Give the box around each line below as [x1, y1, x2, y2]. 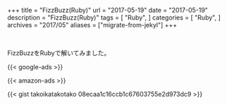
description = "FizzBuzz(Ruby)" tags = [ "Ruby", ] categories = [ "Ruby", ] [7, 13, 221, 22]
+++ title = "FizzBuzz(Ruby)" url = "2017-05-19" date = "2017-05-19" [7, 6, 208, 14]
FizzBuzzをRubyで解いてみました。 [7, 49, 111, 57]
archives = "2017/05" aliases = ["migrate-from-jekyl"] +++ [7, 21, 178, 29]
